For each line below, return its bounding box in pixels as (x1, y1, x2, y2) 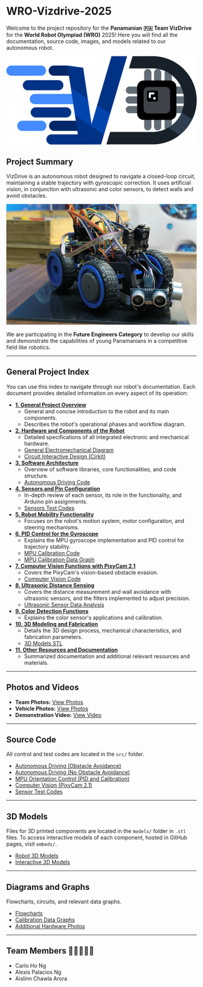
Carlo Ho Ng (14, 962, 47, 969)
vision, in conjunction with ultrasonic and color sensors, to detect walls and (6, 186, 194, 193)
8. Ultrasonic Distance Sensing (14, 581, 95, 589)
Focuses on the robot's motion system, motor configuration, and (24, 517, 184, 524)
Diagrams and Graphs (6, 881, 90, 892)
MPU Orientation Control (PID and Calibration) (14, 775, 130, 783)
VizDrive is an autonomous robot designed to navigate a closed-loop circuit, (6, 173, 196, 180)
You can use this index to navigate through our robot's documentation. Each (6, 383, 196, 390)
